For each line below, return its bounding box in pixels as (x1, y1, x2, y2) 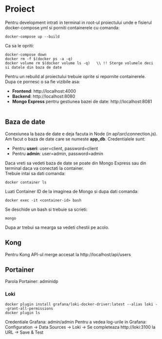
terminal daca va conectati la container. (5, 165, 84, 171)
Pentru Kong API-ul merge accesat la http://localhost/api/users (5, 251, 131, 257)
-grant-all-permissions (5, 306, 54, 311)
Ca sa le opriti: (5, 42, 34, 48)
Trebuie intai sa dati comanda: (5, 170, 66, 176)
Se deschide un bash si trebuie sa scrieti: (5, 206, 88, 212)
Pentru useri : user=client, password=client (12, 145, 98, 151)
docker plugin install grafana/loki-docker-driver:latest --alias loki (5, 301, 153, 307)
